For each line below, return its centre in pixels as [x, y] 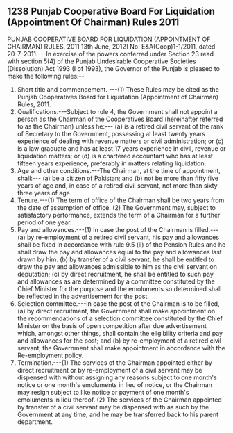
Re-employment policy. [50, 355]
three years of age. [44, 193]
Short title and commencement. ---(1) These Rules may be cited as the [118, 89]
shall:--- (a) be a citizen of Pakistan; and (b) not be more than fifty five [118, 178]
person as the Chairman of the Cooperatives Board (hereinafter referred [120, 119]
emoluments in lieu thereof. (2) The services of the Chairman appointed [119, 400]
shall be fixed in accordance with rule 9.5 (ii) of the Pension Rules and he [121, 244]
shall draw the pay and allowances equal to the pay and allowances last [119, 252]
